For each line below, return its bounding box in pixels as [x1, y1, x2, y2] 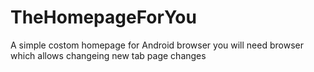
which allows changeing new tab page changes [10, 49, 207, 61]
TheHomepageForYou [10, 6, 197, 29]
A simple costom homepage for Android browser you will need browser [10, 39, 304, 51]
